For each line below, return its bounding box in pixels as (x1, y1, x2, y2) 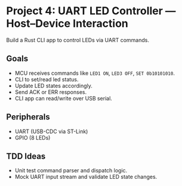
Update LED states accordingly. (14, 82, 92, 89)
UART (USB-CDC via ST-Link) (14, 128, 88, 135)
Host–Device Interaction (6, 17, 128, 30)
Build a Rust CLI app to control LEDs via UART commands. (6, 36, 149, 43)
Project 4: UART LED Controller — (6, 4, 176, 18)
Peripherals (6, 112, 51, 122)
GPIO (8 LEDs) (14, 134, 51, 141)
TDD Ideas (6, 151, 46, 161)
